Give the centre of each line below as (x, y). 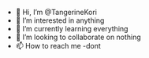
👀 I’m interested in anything (60, 20)
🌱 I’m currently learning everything (72, 29)
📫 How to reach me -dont (58, 46)
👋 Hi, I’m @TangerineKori (56, 12)
